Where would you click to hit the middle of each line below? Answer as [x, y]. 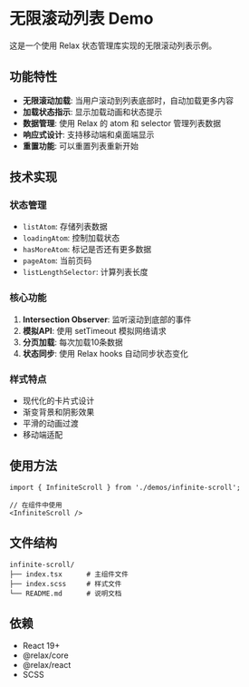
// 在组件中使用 [36, 505]
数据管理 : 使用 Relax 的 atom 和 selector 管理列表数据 [122, 123]
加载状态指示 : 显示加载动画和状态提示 [92, 112]
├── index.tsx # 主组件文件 [69, 574]
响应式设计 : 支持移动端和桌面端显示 [88, 134]
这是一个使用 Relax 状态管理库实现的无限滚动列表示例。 [113, 45]
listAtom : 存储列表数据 [65, 227]
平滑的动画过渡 [50, 424]
